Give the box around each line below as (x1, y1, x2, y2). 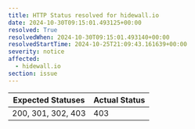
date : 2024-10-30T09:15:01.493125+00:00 (8, 19, 143, 27)
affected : (8, 56, 41, 63)
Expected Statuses (13, 95, 85, 106)
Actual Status (93, 95, 146, 106)
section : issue (8, 70, 58, 77)
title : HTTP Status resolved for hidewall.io (8, 11, 159, 20)
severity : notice (8, 48, 65, 56)
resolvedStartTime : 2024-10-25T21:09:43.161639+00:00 (8, 41, 188, 48)
